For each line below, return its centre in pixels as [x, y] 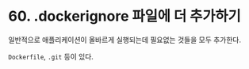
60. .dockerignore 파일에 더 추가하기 [125, 16]
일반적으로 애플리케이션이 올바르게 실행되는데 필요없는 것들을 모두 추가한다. [125, 40]
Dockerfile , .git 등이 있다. [51, 56]
